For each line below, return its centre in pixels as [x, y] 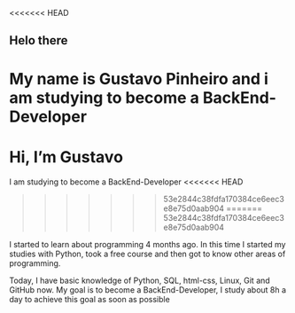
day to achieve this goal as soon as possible [89, 299]
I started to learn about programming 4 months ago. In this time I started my [147, 244]
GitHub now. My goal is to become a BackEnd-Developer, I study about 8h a [147, 290]
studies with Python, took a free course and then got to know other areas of [147, 254]
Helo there [39, 40]
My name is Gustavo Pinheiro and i [139, 78]
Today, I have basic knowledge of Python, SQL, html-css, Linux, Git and [140, 280]
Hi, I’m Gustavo [66, 156]
